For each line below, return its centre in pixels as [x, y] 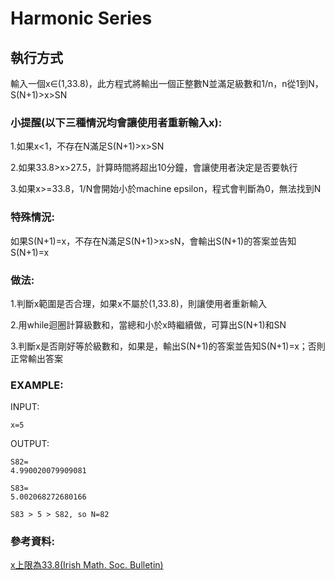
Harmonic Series [81, 18]
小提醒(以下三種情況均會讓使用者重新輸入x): [116, 122]
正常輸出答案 [36, 358]
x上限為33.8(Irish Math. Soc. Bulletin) [87, 565]
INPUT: [25, 407]
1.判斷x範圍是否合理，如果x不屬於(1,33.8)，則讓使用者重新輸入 [138, 303]
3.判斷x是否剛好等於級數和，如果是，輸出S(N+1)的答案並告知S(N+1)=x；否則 [168, 346]
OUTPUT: [30, 444]
